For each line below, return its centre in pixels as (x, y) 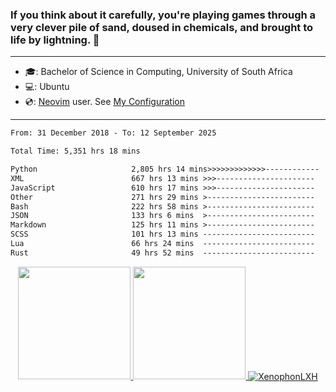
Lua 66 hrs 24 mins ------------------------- (162, 244)
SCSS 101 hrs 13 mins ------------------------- (162, 234)
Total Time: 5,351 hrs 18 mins (75, 151)
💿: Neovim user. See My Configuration (104, 102)
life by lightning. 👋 (55, 40)
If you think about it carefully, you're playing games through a (163, 15)
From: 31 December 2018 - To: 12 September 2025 (113, 133)
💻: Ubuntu (47, 87)
